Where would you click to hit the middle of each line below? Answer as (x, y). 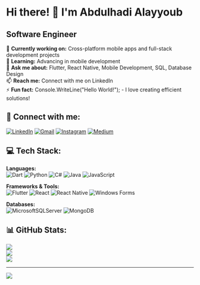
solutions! (18, 98)
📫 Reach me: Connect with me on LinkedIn (60, 81)
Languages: (21, 168)
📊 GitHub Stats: (37, 230)
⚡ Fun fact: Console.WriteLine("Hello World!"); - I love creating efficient (94, 90)
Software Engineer (42, 34)
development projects (33, 55)
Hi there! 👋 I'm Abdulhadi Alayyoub (95, 12)
